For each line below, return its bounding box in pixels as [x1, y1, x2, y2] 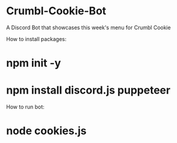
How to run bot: [6, 103, 45, 111]
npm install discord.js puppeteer [6, 83, 171, 97]
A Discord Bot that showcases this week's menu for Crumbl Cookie [6, 24, 171, 31]
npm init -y [6, 57, 61, 70]
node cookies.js [6, 124, 87, 138]
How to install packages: [6, 35, 67, 42]
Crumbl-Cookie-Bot [6, 4, 107, 18]
